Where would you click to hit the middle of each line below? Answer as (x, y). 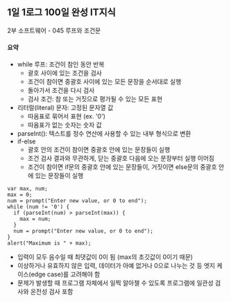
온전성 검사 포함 (52, 292)
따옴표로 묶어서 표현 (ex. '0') (67, 116)
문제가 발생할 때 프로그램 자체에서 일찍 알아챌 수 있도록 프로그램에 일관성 (115, 283)
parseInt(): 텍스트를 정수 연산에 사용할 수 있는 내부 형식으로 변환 (104, 134)
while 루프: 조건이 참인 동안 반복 (61, 64)
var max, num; (28, 189)
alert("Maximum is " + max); (49, 243)
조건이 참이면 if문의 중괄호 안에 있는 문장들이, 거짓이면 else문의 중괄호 (122, 167)
